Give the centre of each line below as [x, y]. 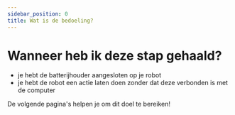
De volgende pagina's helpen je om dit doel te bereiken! [89, 104]
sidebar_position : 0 [38, 14]
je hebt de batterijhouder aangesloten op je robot [89, 75]
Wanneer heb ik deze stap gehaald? [115, 56]
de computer [36, 90]
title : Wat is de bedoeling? [50, 21]
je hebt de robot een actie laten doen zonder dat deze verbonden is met [123, 83]
